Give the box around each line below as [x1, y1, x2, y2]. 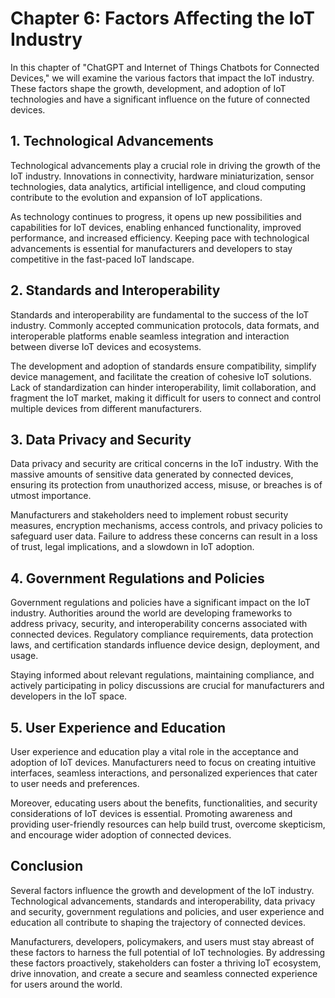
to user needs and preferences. [10, 778, 140, 789]
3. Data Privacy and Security [10, 431, 192, 448]
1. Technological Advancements [10, 133, 214, 150]
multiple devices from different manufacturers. [10, 402, 202, 414]
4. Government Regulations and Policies [10, 570, 265, 587]
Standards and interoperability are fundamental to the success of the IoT [10, 308, 310, 321]
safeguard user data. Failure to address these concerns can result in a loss [10, 530, 318, 542]
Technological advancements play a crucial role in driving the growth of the [10, 159, 322, 171]
